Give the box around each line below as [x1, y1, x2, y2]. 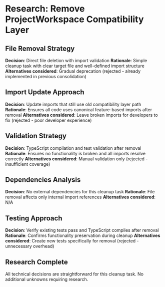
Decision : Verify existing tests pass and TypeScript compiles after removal [5, 227, 159, 233]
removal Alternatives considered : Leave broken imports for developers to [5, 112, 158, 118]
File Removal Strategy [5, 44, 75, 53]
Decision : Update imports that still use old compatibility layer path [5, 101, 141, 107]
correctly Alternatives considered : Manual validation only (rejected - [5, 156, 148, 162]
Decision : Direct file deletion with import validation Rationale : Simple [5, 58, 147, 63]
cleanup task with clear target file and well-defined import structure [5, 63, 145, 69]
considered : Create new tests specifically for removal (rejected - [5, 238, 139, 244]
